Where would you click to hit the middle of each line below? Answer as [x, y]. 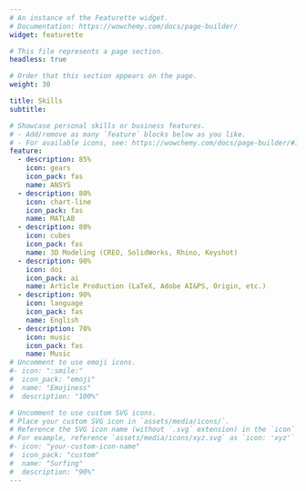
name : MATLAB [51, 219]
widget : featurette [46, 35]
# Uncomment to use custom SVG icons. [83, 413]
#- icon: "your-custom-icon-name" [75, 446]
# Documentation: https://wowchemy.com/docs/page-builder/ [124, 26]
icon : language [55, 304]
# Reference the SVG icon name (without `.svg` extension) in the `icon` [153, 430]
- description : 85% [55, 160]
